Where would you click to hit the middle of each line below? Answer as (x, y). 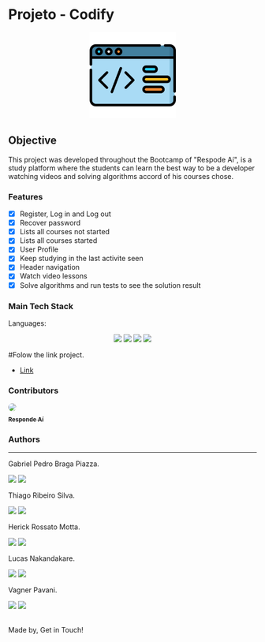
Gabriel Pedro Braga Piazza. (54, 464)
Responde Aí (26, 420)
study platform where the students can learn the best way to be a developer (131, 168)
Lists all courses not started (65, 232)
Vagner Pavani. (33, 590)
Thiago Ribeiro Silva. (41, 495)
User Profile (39, 249)
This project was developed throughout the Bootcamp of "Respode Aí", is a (130, 159)
